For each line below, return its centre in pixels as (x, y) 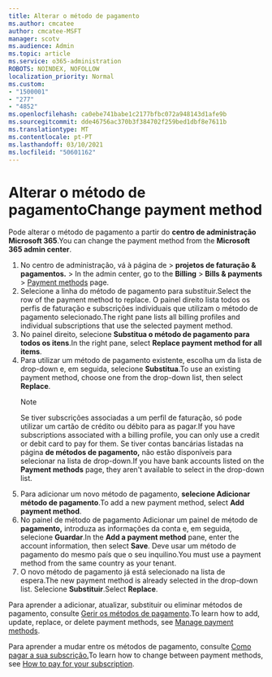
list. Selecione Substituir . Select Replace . (89, 589)
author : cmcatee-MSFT (45, 31)
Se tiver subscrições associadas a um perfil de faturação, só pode (131, 418)
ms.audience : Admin (41, 46)
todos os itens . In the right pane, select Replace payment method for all (141, 343)
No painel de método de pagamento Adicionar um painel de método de (139, 520)
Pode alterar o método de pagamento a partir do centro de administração (132, 232)
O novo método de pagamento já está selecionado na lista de (123, 572)
